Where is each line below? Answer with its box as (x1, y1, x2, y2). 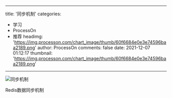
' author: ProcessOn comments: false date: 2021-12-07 (35, 44, 150, 51)
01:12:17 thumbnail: (12, 50, 53, 56)
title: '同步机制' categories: (5, 11, 61, 17)
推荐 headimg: (12, 34, 44, 39)
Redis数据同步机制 (5, 87, 45, 93)
